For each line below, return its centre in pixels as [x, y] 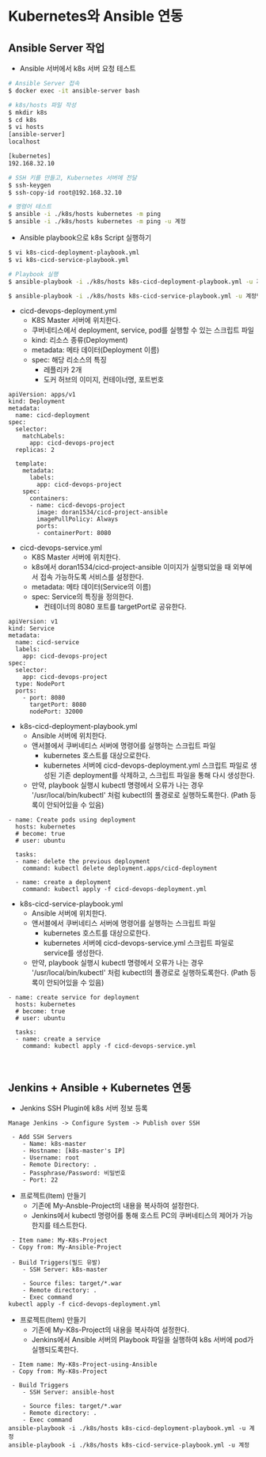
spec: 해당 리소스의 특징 [69, 360]
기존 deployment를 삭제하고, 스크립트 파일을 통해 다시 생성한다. [157, 776]
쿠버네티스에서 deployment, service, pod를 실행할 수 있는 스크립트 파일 [143, 330]
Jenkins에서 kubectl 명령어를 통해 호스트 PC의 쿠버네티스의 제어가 [135, 1216]
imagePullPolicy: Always [78, 519]
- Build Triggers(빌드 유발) [56, 1263]
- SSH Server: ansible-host [68, 1392]
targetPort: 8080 [58, 705]
